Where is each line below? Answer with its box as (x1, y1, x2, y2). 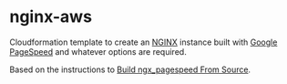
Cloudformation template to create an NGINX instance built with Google (9, 37, 278, 47)
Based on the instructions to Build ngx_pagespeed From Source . (9, 64, 251, 75)
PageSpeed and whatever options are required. (9, 46, 187, 57)
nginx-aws (9, 6, 93, 27)
